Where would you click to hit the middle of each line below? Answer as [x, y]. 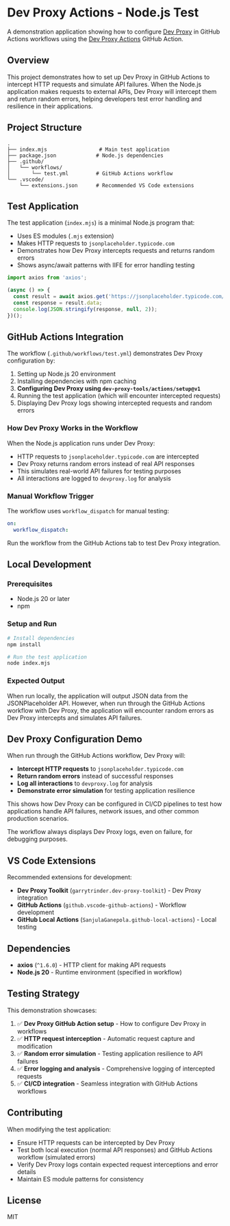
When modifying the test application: [59, 1129]
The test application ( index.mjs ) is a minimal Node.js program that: [101, 223]
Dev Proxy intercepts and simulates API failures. [75, 718]
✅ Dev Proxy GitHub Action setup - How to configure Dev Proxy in [112, 1023]
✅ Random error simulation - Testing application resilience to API [110, 1053]
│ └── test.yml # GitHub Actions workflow [90, 173]
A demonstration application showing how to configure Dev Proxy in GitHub [114, 32]
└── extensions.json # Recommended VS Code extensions [107, 185]
